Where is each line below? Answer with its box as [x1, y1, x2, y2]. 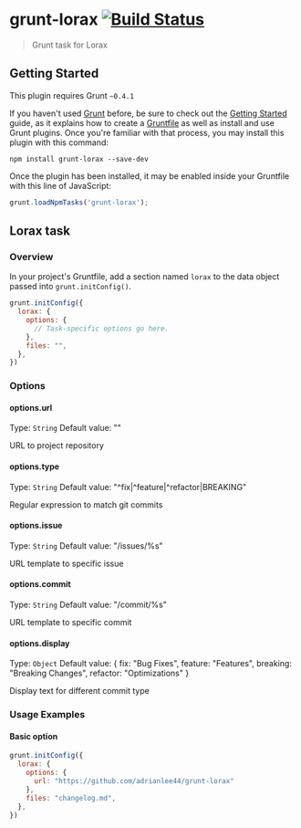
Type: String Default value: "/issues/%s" [9, 540, 163, 551]
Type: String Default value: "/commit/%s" [9, 599, 167, 611]
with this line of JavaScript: [9, 180, 112, 191]
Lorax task [9, 224, 71, 239]
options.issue [9, 520, 63, 531]
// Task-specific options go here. [33, 324, 170, 333]
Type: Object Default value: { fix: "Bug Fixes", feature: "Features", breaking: [9, 658, 292, 669]
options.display [9, 637, 70, 648]
